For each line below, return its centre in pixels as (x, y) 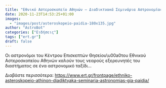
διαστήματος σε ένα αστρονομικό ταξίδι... (48, 66)
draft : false (19, 42)
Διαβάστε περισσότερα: (29, 75)
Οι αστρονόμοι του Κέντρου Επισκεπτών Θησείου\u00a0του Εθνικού (76, 55)
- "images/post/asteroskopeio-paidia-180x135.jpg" (63, 23)
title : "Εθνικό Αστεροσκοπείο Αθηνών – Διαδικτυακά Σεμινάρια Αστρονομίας (84, 10)
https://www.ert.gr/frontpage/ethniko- (93, 75)
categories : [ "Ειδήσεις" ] (32, 32)
